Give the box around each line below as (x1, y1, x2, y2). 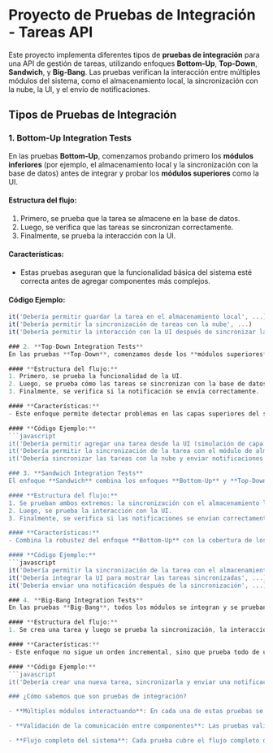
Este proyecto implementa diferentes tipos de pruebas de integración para (8, 50, 260, 59)
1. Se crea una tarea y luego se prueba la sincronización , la (8, 626, 227, 634)
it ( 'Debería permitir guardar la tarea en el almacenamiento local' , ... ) (8, 313, 267, 321)
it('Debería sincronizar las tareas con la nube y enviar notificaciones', (8, 455, 271, 463)
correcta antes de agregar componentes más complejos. (19, 276, 211, 286)
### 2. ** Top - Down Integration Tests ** (8, 342, 144, 350)
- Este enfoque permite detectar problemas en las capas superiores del (8, 409, 260, 418)
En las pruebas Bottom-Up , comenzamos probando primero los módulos (8, 150, 253, 160)
